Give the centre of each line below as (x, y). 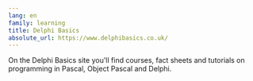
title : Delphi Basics (44, 30)
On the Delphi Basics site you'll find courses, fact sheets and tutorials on (127, 60)
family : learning (37, 23)
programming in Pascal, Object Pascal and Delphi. (90, 69)
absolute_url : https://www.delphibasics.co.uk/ (88, 38)
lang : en (23, 15)
